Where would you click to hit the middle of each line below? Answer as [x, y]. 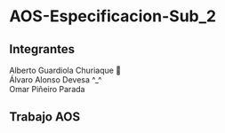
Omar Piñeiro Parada [47, 89]
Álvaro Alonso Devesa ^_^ [56, 80]
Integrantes [42, 49]
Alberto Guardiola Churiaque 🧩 [65, 70]
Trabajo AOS [45, 117]
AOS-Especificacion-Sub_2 [112, 16]
